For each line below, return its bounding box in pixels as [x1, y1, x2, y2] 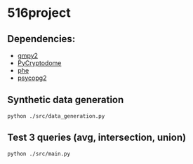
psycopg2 [17, 74, 47, 82]
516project [7, 5, 72, 21]
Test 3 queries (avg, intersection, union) [7, 132, 187, 144]
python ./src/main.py [7, 150, 71, 157]
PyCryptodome [17, 59, 62, 67]
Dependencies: [7, 33, 76, 45]
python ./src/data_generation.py [7, 112, 105, 120]
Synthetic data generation [7, 94, 124, 106]
